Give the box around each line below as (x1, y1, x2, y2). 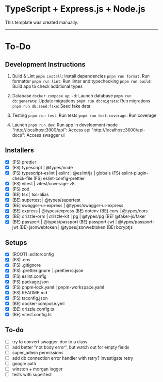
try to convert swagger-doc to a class (12, 338, 88, 345)
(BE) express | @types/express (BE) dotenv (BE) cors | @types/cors (12, 208, 148, 214)
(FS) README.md (12, 289, 48, 295)
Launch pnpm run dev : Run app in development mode (12, 122, 118, 127)
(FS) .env (12, 257, 31, 263)
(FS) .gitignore (12, 262, 41, 268)
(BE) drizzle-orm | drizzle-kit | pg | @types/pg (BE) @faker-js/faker (12, 213, 147, 219)
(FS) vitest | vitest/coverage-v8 (12, 180, 75, 186)
